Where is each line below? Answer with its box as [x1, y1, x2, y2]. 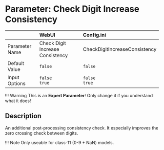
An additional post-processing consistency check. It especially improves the [5, 125, 159, 130]
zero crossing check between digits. [5, 130, 78, 136]
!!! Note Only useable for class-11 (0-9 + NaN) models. [5, 139, 114, 145]
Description [5, 112, 41, 120]
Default [7, 60, 24, 66]
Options [7, 80, 26, 86]
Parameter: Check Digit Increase [5, 3, 140, 15]
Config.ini [82, 31, 106, 38]
